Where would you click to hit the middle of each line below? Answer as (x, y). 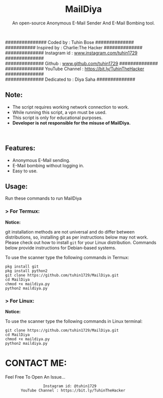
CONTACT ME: (36, 363)
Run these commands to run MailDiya (43, 198)
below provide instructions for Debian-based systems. (61, 248)
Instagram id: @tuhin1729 (70, 386)
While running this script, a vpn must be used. (59, 112)
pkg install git (22, 266)
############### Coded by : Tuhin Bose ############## (70, 42)
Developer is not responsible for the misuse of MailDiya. (71, 123)
